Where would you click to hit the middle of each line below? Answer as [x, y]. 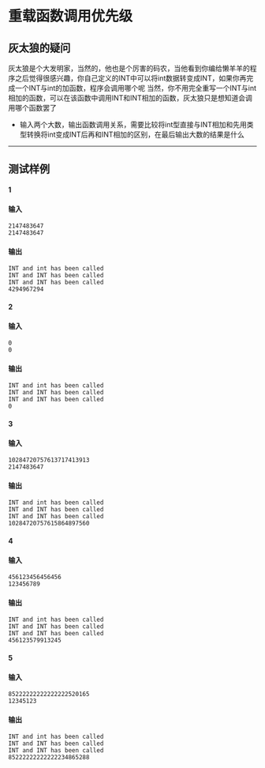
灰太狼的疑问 [39, 48]
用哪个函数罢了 [32, 108]
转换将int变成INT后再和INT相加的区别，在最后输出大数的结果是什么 [135, 134]
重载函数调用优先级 [71, 16]
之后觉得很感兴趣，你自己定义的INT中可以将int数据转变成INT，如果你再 [131, 78]
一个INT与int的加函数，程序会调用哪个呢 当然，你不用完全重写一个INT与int [136, 88]
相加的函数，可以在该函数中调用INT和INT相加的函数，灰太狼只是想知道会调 [130, 98]
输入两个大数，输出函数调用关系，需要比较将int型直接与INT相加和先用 [133, 124]
